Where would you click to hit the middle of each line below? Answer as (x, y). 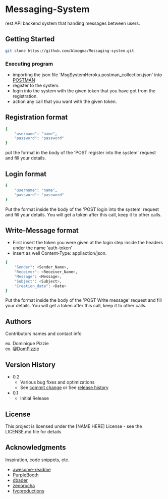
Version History (30, 365)
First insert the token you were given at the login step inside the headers (88, 243)
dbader (20, 480)
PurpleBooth (25, 475)
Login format (26, 174)
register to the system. (36, 85)
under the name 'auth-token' (42, 248)
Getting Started (30, 39)
